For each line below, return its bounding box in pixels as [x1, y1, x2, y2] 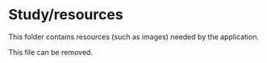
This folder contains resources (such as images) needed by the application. [8, 32, 260, 41]
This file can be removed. [8, 47, 93, 57]
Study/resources [8, 6, 123, 24]
